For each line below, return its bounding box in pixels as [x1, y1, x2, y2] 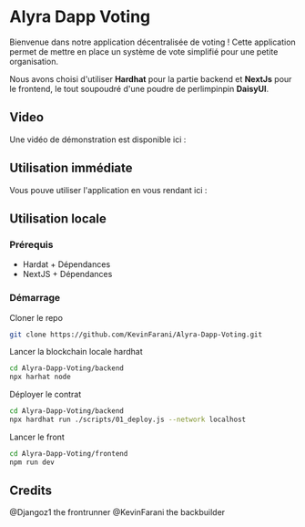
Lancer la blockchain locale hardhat [9, 346, 143, 357]
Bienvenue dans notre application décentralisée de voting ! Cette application [9, 36, 296, 47]
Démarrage [9, 292, 61, 305]
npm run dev [9, 458, 55, 467]
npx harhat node [9, 372, 71, 382]
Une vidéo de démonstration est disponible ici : [9, 134, 187, 145]
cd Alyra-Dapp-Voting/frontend [9, 449, 128, 458]
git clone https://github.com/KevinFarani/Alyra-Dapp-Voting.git [9, 330, 262, 339]
